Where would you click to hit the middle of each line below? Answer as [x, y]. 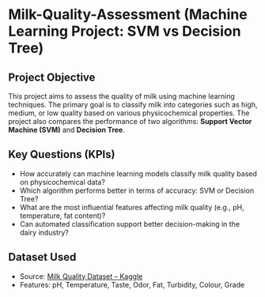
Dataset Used [42, 257]
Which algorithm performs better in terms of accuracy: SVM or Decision [137, 190]
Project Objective [52, 77]
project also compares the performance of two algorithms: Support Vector [130, 121]
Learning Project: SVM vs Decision [125, 31]
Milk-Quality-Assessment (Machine [128, 15]
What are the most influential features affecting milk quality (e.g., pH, [132, 207]
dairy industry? [44, 232]
